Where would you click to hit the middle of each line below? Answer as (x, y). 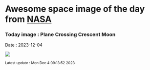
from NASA (28, 19)
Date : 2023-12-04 (24, 45)
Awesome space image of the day (75, 9)
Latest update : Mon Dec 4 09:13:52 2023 (40, 63)
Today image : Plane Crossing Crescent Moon (60, 35)
